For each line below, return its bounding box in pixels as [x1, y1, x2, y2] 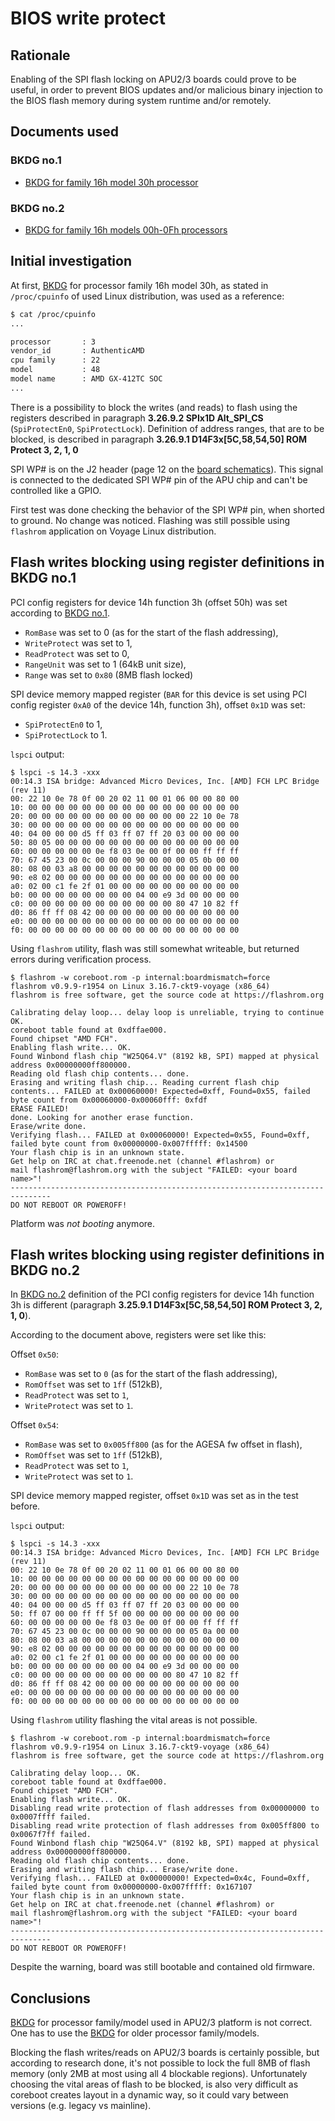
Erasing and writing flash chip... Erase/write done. [10, 1865, 240, 1875]
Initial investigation [10, 253, 132, 270]
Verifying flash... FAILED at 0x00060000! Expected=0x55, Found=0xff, [10, 1130, 311, 1140]
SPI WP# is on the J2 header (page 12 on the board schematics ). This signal [10, 463, 324, 475]
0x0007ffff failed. [10, 1812, 92, 1822]
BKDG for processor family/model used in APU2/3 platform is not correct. [10, 2017, 313, 2029]
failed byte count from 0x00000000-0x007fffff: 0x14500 [10, 1138, 248, 1149]
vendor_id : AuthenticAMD [10, 346, 145, 356]
